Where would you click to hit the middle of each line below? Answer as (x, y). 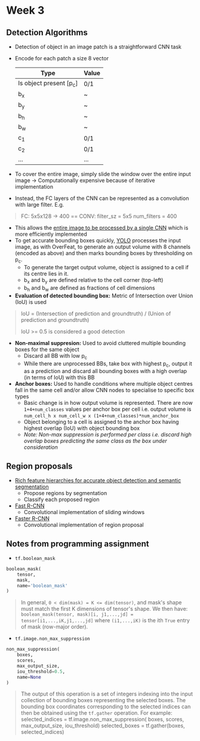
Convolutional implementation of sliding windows (84, 512)
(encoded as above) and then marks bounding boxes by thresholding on (104, 253)
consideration (41, 447)
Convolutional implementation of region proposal (84, 525)
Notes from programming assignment (78, 544)
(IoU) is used (30, 302)
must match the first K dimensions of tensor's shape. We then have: (104, 609)
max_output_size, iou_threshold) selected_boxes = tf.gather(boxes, (103, 725)
